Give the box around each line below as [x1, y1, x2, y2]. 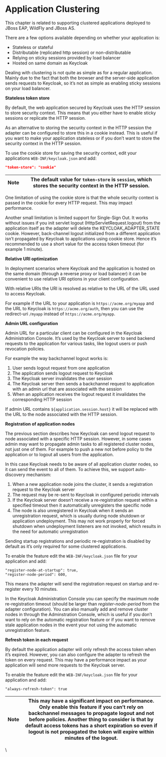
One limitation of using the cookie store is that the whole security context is [5, 194, 159, 200]
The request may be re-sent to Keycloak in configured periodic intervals [12, 491, 159, 498]
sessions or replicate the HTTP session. [5, 115, 86, 121]
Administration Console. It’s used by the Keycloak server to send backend [5, 335, 156, 341]
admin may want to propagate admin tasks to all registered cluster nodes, [5, 441, 155, 447]
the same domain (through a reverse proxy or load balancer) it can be [5, 271, 147, 277]
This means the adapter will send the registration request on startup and [5, 580, 152, 587]
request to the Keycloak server [12, 486, 75, 492]
